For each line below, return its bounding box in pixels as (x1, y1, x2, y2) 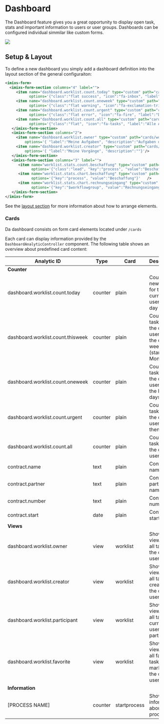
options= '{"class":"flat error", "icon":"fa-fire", (29, 112, 137, 117)
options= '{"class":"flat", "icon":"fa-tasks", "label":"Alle (29, 121, 156, 126)
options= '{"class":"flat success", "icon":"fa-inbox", (29, 94, 143, 99)
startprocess (115, 702, 145, 708)
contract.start (7, 511, 39, 518)
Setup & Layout (5, 53, 52, 61)
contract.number (7, 497, 46, 504)
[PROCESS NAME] (7, 702, 50, 708)
